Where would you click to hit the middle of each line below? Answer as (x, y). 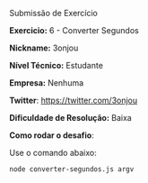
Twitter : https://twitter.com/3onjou (74, 100)
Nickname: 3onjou (44, 48)
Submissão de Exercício (54, 13)
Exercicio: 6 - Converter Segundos (74, 30)
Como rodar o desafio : (52, 135)
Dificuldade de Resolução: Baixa (70, 118)
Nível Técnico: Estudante (56, 65)
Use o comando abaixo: (53, 153)
